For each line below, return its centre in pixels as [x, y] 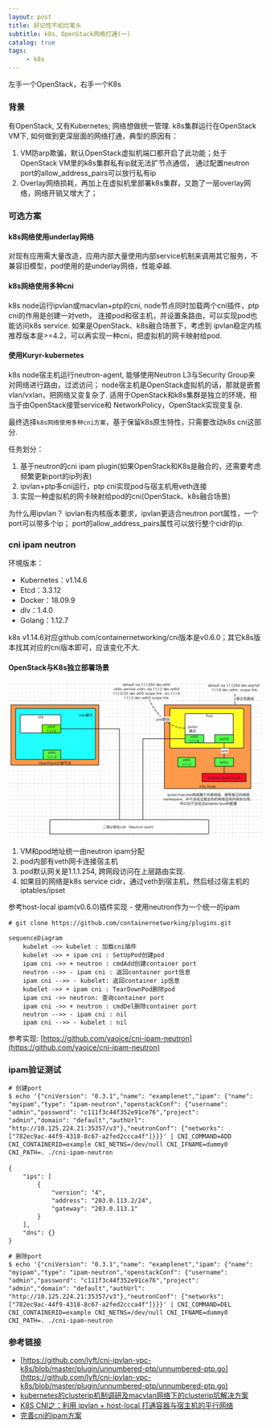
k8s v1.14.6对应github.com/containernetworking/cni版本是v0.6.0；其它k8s [131, 638]
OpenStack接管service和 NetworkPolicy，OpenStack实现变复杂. [136, 405]
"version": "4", [78, 1193]
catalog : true [32, 43]
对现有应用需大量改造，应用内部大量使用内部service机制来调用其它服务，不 [133, 256]
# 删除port [25, 1257]
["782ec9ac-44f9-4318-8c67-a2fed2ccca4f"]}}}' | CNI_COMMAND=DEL [120, 1305]
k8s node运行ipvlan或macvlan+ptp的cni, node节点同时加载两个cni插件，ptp [134, 305]
